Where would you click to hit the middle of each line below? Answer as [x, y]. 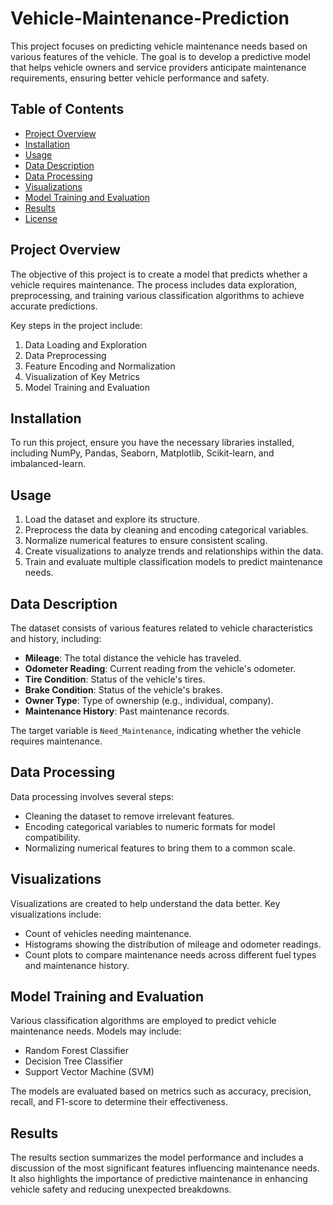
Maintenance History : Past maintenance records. [127, 711]
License [41, 218]
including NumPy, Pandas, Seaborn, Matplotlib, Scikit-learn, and [142, 453]
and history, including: [56, 638]
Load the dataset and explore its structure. [112, 519]
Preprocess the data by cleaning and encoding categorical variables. [166, 530]
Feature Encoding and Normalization [100, 366]
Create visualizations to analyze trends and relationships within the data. [174, 551]
